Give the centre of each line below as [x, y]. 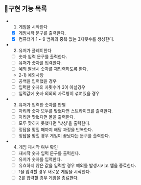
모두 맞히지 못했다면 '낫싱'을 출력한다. [54, 123]
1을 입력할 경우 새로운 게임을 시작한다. [55, 171]
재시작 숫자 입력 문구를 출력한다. [49, 153]
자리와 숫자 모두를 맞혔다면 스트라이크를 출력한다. [66, 111]
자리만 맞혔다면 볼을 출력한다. [47, 117]
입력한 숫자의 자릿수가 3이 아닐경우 [52, 87]
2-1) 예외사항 [31, 75]
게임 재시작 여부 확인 [38, 147]
